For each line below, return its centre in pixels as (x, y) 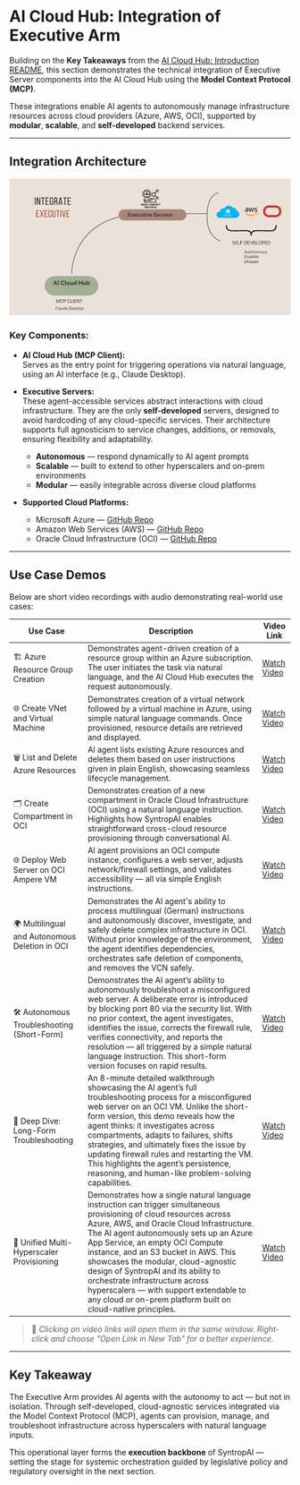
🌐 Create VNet (40, 708)
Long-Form (34, 1131)
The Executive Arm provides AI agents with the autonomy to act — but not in (150, 1396)
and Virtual (33, 718)
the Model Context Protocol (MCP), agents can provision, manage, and (139, 1415)
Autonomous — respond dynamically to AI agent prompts (142, 456)
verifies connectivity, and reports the (155, 1037)
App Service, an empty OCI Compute (155, 1242)
